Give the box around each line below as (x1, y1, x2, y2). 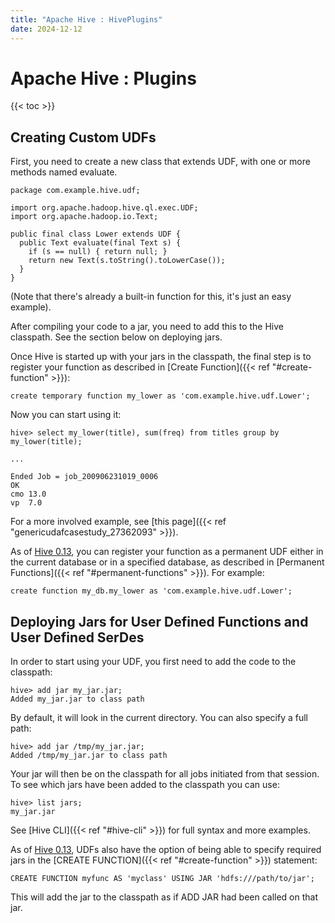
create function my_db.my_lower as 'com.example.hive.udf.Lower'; (10, 586, 293, 596)
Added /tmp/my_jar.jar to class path (10, 751, 168, 761)
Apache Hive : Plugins (10, 67, 197, 90)
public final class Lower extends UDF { (10, 229, 182, 240)
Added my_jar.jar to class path (10, 694, 145, 705)
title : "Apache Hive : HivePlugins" (10, 14, 163, 25)
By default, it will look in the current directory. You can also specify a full (10, 712, 309, 724)
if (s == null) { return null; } (28, 247, 168, 257)
